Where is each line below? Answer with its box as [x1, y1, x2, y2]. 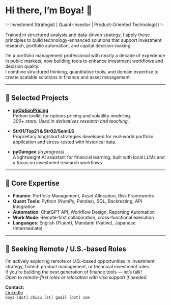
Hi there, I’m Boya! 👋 [5, 5, 93, 16]
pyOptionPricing [12, 107, 48, 113]
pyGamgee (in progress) [12, 148, 65, 155]
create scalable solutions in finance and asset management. [5, 74, 131, 80]
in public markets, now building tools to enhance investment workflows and [5, 58, 163, 64]
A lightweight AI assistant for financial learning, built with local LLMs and [12, 154, 165, 160]
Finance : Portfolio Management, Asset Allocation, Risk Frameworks [12, 192, 154, 198]
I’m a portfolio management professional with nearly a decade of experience [5, 52, 165, 58]
